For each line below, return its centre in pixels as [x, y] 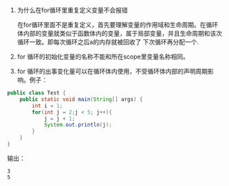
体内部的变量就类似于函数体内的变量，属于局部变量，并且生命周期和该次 [119, 33]
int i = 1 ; [47, 105]
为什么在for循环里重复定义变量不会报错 [73, 10]
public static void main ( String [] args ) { [81, 99]
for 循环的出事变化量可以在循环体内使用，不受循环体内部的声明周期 [112, 71]
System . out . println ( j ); [78, 125]
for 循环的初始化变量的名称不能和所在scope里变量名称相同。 [103, 56]
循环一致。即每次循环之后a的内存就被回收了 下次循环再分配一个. [108, 42]
